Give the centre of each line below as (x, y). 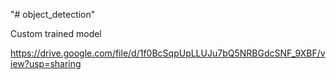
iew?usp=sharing (46, 63)
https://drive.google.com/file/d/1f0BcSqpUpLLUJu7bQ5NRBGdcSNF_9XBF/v (168, 53)
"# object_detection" (53, 14)
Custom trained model (56, 33)
